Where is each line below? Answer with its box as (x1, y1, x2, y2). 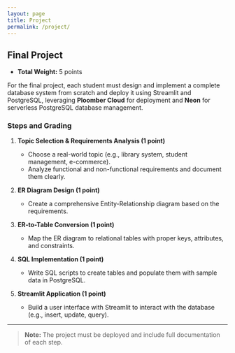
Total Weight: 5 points (17, 68, 83, 76)
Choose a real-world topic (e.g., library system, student (27, 150, 187, 159)
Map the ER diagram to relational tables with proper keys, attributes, (27, 234, 224, 243)
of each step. (24, 338, 63, 347)
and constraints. (27, 242, 75, 250)
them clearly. (27, 173, 66, 181)
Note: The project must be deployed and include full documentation (24, 331, 220, 339)
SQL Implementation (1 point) (17, 255, 104, 264)
